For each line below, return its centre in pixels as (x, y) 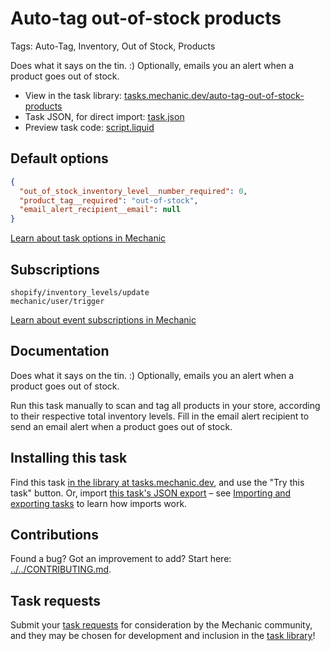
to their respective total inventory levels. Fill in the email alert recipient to (160, 416)
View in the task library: (73, 95)
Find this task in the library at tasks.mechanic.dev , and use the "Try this (157, 482)
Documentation (60, 351)
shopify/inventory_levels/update (80, 292)
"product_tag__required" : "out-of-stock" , (109, 200)
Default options (59, 158)
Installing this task (69, 458)
